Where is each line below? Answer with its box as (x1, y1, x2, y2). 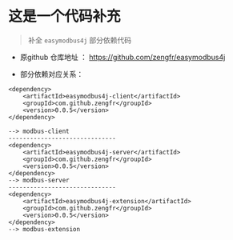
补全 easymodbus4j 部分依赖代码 (27, 35, 132, 45)
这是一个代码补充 (8, 7, 122, 26)
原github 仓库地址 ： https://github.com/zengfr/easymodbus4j (19, 52, 226, 62)
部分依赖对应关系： (19, 69, 84, 78)
